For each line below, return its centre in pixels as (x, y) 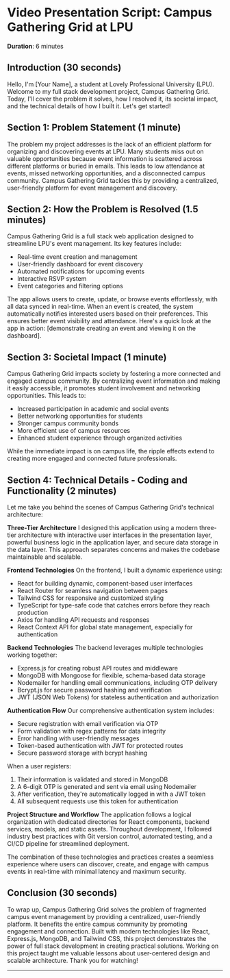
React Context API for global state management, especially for (105, 627)
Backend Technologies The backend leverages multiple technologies (105, 648)
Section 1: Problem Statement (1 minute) (94, 128)
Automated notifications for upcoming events (81, 271)
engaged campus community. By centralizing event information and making (114, 381)
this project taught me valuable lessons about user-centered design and (109, 953)
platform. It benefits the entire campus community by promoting (97, 924)
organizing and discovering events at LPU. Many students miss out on (105, 151)
